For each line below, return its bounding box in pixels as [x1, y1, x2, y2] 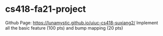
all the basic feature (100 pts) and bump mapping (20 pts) [5, 25, 123, 31]
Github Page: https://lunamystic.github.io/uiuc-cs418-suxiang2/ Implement [5, 20, 158, 26]
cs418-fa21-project [5, 3, 86, 15]
